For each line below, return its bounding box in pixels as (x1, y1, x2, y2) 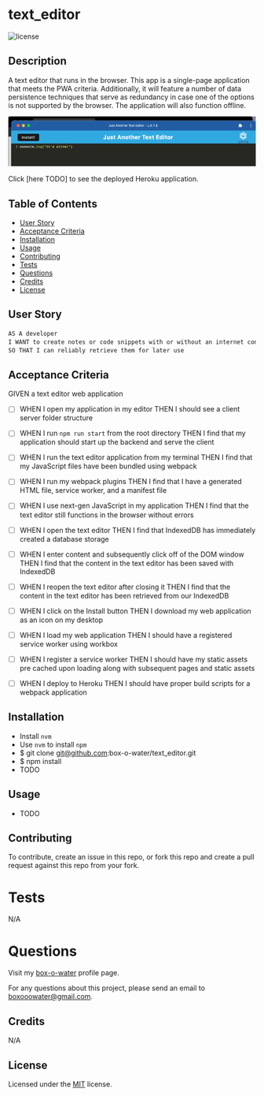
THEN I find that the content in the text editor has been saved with (19, 558, 234, 568)
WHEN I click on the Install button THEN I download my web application (19, 606, 251, 616)
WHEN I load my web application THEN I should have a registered (19, 630, 233, 639)
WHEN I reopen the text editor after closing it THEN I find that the (19, 582, 231, 591)
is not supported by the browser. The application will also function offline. (8, 100, 246, 110)
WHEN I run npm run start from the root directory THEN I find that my (19, 428, 246, 438)
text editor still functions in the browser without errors (19, 510, 194, 520)
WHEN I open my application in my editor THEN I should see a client (19, 404, 240, 414)
